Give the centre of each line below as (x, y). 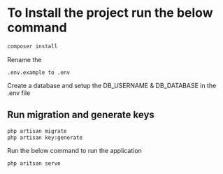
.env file (19, 93)
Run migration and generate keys (81, 115)
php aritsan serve (34, 164)
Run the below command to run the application (74, 151)
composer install (33, 46)
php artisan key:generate (45, 138)
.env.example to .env (39, 72)
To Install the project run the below (110, 13)
